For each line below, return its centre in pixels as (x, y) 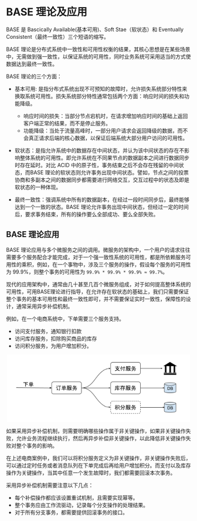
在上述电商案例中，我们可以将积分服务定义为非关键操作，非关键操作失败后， (98, 458)
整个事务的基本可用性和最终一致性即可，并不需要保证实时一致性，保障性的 (96, 299)
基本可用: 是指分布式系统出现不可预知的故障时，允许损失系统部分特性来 (101, 89)
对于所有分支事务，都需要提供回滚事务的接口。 (71, 512)
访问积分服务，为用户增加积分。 (53, 346)
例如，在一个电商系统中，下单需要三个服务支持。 (65, 319)
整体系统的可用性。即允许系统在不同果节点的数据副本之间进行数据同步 (104, 158)
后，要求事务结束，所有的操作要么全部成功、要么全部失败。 (86, 214)
